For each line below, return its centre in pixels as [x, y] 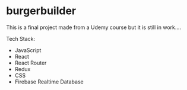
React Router [31, 63]
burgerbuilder [41, 11]
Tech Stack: [21, 38]
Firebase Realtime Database [49, 82]
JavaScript [28, 50]
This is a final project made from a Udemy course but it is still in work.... [94, 27]
